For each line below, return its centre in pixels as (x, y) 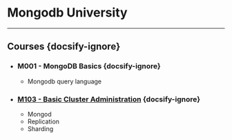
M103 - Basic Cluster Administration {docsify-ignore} (109, 99)
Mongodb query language (65, 81)
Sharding (40, 128)
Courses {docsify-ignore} (64, 47)
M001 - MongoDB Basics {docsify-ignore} (89, 66)
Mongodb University (67, 13)
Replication (43, 121)
